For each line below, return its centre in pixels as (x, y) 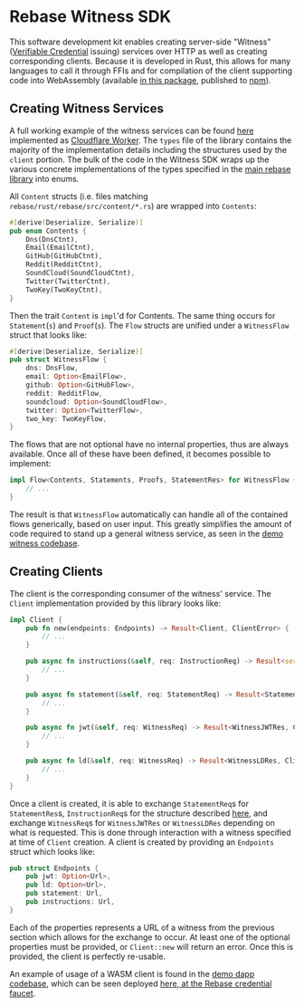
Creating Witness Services (87, 109)
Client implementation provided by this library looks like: (115, 603)
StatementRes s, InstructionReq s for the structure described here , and (139, 813)
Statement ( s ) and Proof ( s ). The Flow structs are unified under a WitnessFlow (149, 325)
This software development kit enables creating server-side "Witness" (140, 42)
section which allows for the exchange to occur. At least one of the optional (150, 937)
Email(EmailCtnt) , (60, 248)
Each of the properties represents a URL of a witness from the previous (142, 927)
